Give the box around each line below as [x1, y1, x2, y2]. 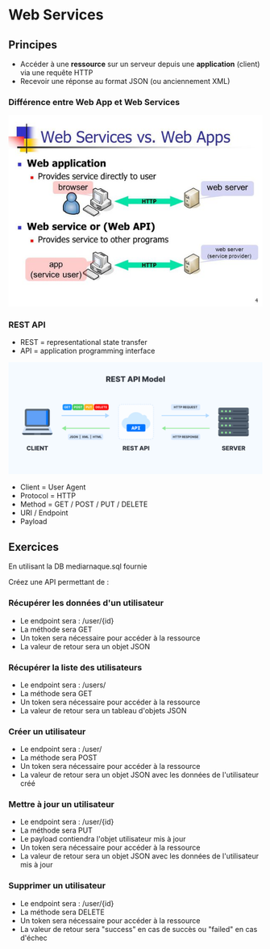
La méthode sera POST [19, 753, 98, 762]
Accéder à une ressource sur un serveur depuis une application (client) [19, 59, 260, 69]
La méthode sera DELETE [19, 907, 105, 917]
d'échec [19, 933, 48, 943]
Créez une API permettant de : [8, 577, 110, 587]
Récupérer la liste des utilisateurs [8, 661, 143, 673]
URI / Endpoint [19, 508, 69, 518]
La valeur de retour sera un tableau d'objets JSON [19, 705, 187, 716]
